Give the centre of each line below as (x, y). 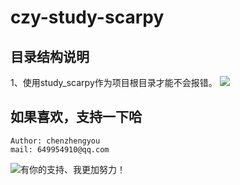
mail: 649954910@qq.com (60, 149)
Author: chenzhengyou (55, 141)
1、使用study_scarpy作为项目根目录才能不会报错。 (114, 82)
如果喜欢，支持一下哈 (76, 117)
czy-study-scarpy (87, 17)
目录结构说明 (50, 56)
